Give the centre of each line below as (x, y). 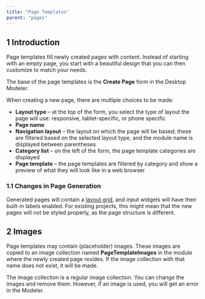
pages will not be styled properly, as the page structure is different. (91, 212)
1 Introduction (33, 42)
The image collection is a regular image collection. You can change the (95, 278)
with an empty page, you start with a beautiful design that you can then (96, 63)
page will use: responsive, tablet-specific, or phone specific (90, 118)
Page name (30, 125)
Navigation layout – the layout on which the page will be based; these (103, 131)
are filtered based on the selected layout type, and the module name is (104, 138)
